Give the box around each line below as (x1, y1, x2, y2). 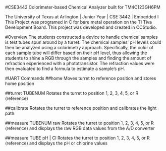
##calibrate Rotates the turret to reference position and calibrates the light (5, 105, 157, 111)
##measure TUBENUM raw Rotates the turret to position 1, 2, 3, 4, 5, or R (5, 120, 154, 126)
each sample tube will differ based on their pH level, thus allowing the (5, 50, 147, 56)
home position (5, 80, 35, 86)
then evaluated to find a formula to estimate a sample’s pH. (5, 66, 125, 72)
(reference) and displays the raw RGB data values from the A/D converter (5, 125, 155, 131)
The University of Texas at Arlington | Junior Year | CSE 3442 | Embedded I (5, 14, 159, 19)
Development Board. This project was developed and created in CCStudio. (5, 24, 157, 30)
